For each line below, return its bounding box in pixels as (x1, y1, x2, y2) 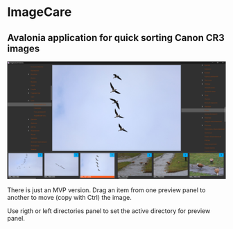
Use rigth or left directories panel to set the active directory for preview (7, 206, 211, 215)
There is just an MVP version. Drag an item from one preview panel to (7, 185, 206, 194)
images (7, 42, 40, 54)
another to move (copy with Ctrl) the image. (7, 193, 132, 201)
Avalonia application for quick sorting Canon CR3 (7, 32, 225, 44)
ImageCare (7, 4, 72, 20)
